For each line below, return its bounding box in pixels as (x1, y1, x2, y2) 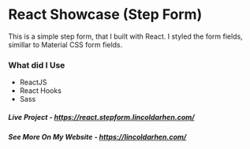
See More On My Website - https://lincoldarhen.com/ (8, 132, 187, 142)
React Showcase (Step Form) (8, 6, 203, 24)
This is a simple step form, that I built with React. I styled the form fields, (8, 32, 243, 41)
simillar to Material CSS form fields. (8, 39, 123, 49)
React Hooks (19, 86, 62, 95)
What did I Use (8, 59, 65, 70)
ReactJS (19, 77, 47, 88)
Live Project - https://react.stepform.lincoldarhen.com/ (8, 112, 195, 121)
